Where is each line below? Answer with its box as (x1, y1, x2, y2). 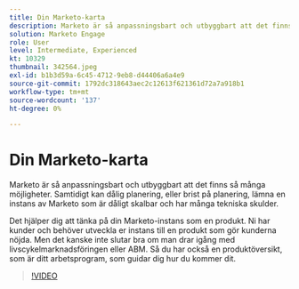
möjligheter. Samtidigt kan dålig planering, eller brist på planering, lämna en (9, 189, 287, 200)
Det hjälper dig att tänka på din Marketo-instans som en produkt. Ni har (9, 215, 271, 227)
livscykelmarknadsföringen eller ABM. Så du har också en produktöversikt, (9, 244, 283, 254)
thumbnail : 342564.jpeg (9, 63, 98, 72)
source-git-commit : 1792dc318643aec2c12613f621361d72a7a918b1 (9, 79, 245, 88)
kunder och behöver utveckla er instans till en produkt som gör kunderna (9, 225, 278, 236)
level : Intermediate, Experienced (9, 46, 138, 55)
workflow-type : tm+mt (9, 87, 90, 96)
